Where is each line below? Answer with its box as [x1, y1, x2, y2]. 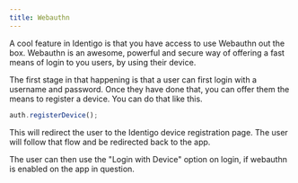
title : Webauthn [9, 13, 70, 22]
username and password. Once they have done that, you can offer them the [9, 83, 290, 94]
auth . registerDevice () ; [9, 110, 99, 119]
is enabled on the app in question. [9, 163, 135, 174]
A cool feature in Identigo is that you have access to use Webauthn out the [9, 38, 285, 48]
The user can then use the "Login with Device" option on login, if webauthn [9, 153, 287, 164]
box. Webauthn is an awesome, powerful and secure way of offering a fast [9, 47, 285, 58]
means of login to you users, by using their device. [9, 57, 197, 67]
